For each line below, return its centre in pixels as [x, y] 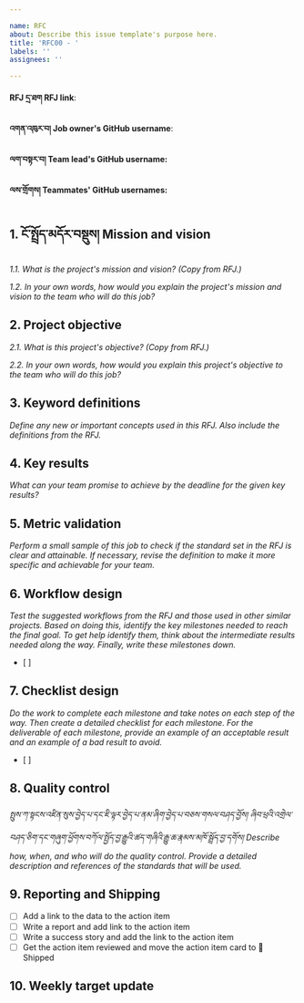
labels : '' [30, 51]
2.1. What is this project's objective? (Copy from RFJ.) [109, 346]
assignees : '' [36, 60]
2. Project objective [66, 325]
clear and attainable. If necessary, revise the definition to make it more [142, 555]
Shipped [38, 957]
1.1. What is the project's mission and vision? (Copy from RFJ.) [126, 269]
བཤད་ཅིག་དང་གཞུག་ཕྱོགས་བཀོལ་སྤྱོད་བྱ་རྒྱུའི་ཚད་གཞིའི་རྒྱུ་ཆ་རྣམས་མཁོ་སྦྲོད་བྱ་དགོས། [127, 837]
